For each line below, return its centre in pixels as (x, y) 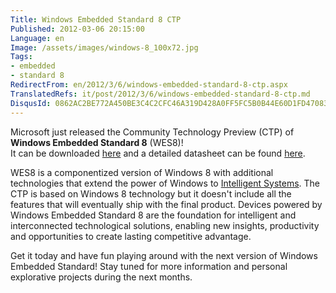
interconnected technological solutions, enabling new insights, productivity (165, 225)
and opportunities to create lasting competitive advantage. (131, 236)
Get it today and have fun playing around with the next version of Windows (164, 255)
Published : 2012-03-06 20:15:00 (77, 29)
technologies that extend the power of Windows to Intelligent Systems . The (165, 183)
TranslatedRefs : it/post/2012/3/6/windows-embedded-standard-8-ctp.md (160, 94)
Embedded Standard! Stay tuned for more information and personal (149, 266)
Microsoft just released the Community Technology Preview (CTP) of (152, 132)
